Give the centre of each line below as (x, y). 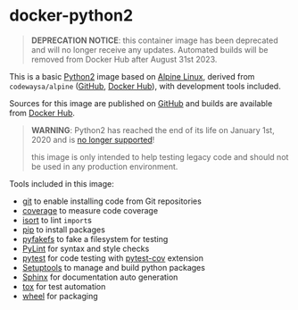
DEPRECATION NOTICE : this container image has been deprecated (154, 40)
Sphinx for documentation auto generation (100, 277)
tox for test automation (64, 286)
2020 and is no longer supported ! (93, 139)
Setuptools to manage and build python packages (113, 267)
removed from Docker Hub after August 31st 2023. (124, 59)
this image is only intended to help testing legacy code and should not (160, 156)
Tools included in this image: (62, 183)
